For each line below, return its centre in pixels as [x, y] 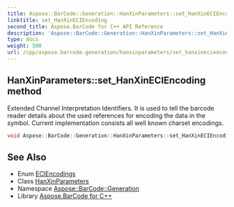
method [24, 91]
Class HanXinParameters [53, 181]
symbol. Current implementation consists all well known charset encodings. [116, 123]
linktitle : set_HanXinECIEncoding [57, 20]
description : [26, 33]
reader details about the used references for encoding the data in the [106, 115]
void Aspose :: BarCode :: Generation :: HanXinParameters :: [88, 135]
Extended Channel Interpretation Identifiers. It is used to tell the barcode [111, 108]
